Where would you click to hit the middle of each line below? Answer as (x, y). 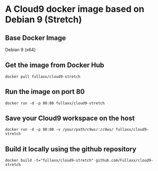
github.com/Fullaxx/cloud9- (124, 161)
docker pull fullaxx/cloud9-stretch (43, 77)
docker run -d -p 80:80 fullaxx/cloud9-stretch (55, 103)
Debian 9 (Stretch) (44, 20)
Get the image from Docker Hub (55, 65)
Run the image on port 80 (45, 92)
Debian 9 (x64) (20, 50)
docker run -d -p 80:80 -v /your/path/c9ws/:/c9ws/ (59, 129)
